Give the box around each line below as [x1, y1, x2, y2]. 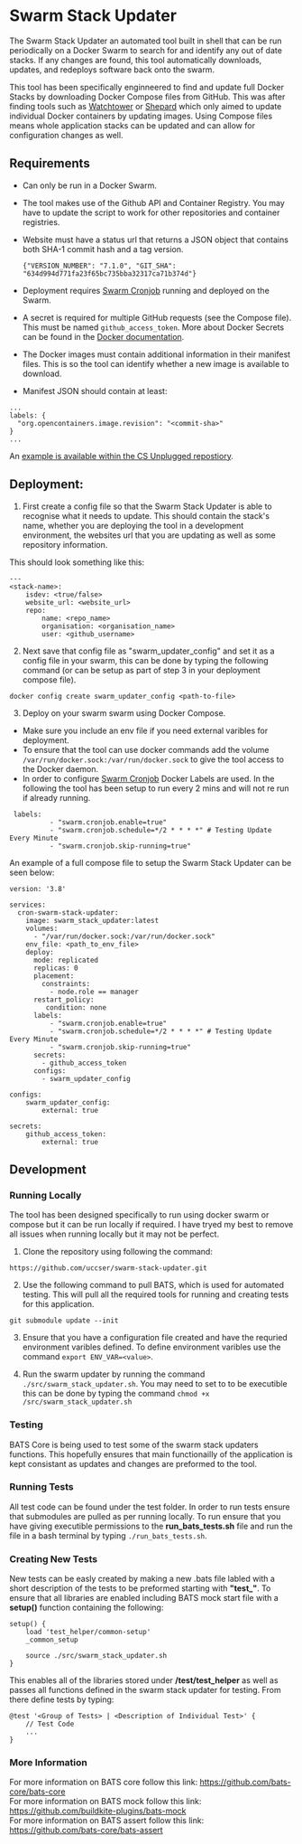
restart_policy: [32, 995, 95, 1004]
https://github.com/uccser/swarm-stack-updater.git [9, 1264, 207, 1273]
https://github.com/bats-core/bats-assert [9, 1825, 164, 1836]
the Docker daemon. [22, 763, 99, 774]
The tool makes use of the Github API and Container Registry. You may [22, 197, 286, 208]
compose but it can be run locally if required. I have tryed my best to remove [9, 1219, 294, 1230]
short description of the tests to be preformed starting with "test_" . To [9, 1583, 271, 1594]
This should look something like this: [9, 557, 145, 568]
